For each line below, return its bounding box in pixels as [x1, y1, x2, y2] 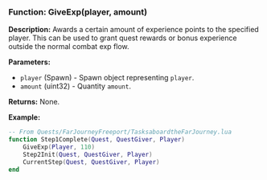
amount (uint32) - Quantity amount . [19, 81, 131, 91]
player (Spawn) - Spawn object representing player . [19, 73, 195, 83]
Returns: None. [8, 97, 60, 107]
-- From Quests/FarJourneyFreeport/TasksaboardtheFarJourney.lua [8, 128, 232, 137]
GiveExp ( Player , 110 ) [23, 143, 95, 151]
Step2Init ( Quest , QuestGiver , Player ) [23, 150, 153, 158]
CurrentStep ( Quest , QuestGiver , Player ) [23, 157, 160, 166]
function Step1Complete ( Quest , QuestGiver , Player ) [8, 136, 185, 144]
